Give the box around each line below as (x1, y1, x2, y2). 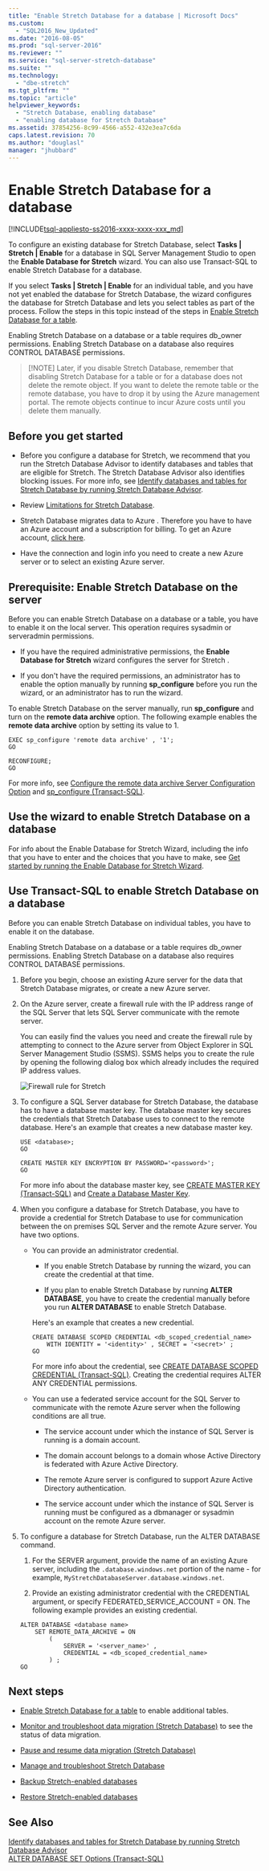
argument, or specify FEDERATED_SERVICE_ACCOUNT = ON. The (31, 1596, 251, 1606)
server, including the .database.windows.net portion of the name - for (31, 1563, 261, 1574)
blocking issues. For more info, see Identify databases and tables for (19, 476, 247, 486)
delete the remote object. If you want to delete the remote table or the (27, 381, 259, 390)
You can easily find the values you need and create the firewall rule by (19, 1031, 253, 1041)
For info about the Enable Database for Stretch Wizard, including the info (8, 844, 249, 854)
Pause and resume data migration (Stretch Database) (19, 1746, 197, 1755)
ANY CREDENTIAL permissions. (31, 1378, 138, 1388)
